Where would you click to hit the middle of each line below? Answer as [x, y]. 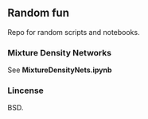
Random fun [38, 13]
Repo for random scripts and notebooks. [74, 32]
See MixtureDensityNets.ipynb [60, 70]
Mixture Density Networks [60, 52]
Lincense [26, 90]
